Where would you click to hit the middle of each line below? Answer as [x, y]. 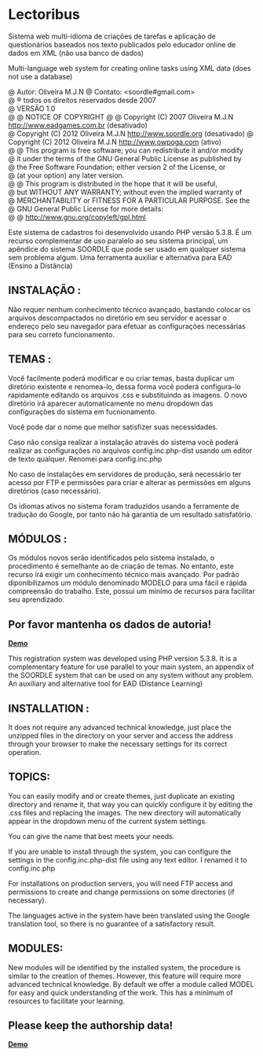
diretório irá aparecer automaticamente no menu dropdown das [111, 403]
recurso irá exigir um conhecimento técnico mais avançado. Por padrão [124, 575]
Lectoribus [44, 15]
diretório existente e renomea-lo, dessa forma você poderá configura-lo [124, 386]
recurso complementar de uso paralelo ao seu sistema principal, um [118, 241]
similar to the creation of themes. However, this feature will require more [125, 976]
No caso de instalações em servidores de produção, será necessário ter [125, 474]
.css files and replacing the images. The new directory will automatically [125, 812]
